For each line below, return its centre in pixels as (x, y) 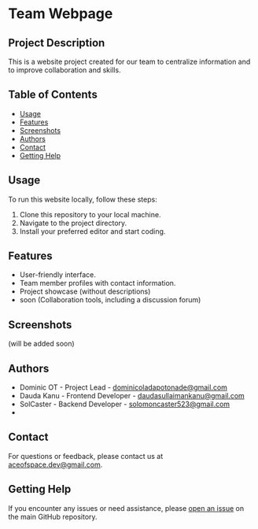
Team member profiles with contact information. (98, 283)
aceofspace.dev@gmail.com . (55, 464)
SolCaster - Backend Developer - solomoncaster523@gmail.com (125, 404)
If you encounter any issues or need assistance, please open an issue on (126, 508)
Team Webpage (61, 14)
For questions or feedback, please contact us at (86, 456)
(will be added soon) (41, 344)
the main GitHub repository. (53, 516)
